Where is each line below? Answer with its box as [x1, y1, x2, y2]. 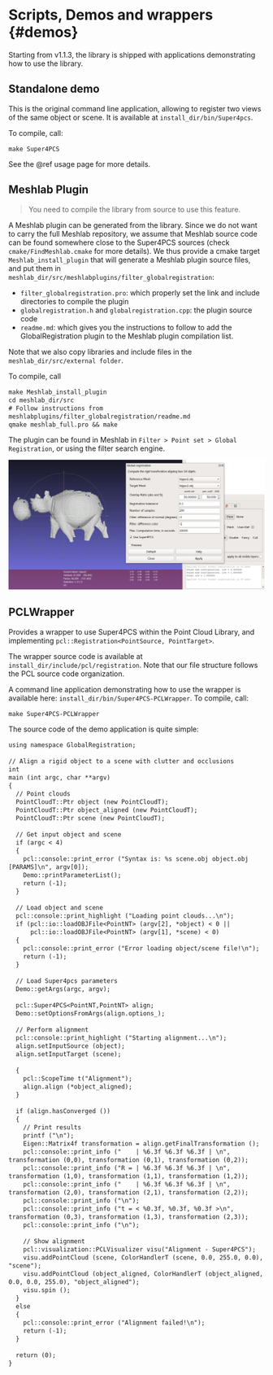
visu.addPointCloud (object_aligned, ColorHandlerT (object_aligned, [23, 1269, 264, 1278]
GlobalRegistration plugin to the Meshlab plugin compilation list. [19, 331, 234, 341]
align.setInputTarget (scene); [15, 1050, 122, 1059]
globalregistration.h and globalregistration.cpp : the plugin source [19, 305, 253, 315]
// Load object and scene [15, 903, 104, 912]
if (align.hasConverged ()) [15, 1107, 111, 1115]
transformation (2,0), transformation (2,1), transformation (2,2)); [8, 1188, 249, 1197]
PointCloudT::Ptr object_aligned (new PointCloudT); [15, 805, 198, 814]
